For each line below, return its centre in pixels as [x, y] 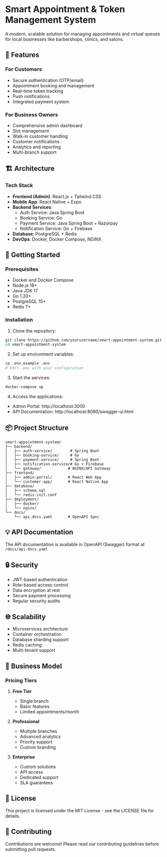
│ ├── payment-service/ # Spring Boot [52, 460]
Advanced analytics [40, 736]
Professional [26, 721]
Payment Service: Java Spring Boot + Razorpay [69, 223]
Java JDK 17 [25, 291]
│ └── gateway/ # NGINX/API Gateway [58, 468]
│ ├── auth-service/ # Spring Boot [52, 451]
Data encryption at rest [36, 590]
